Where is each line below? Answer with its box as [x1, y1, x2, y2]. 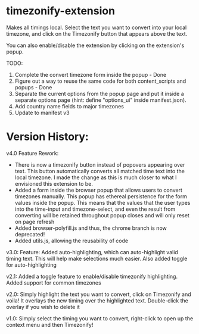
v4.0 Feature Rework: [6, 149, 59, 157]
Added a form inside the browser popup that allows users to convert [14, 186, 183, 193]
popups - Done [14, 83, 52, 90]
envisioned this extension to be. [14, 180, 94, 187]
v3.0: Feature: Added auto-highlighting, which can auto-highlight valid [6, 248, 179, 255]
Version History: [6, 130, 89, 143]
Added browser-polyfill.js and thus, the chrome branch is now [14, 224, 167, 232]
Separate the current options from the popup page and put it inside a [14, 90, 185, 97]
